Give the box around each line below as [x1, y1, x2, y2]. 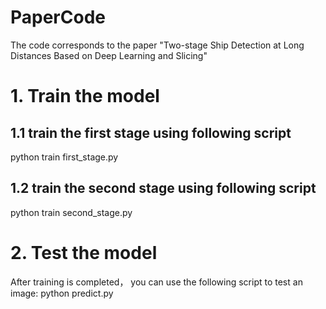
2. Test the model [10, 241, 158, 264]
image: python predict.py [10, 287, 114, 299]
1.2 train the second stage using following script [10, 180, 317, 197]
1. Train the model [10, 85, 160, 108]
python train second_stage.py [10, 206, 133, 218]
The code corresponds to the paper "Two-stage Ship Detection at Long [10, 39, 305, 51]
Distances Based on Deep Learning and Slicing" [10, 49, 208, 61]
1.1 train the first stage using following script [10, 124, 292, 141]
